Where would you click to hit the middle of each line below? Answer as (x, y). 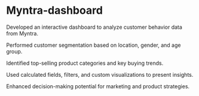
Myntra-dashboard (55, 10)
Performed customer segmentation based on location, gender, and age (94, 45)
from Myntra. (22, 33)
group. (14, 51)
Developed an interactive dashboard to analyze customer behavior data (94, 27)
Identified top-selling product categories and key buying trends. (85, 63)
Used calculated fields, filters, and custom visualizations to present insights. (100, 74)
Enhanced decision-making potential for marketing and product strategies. (98, 86)
